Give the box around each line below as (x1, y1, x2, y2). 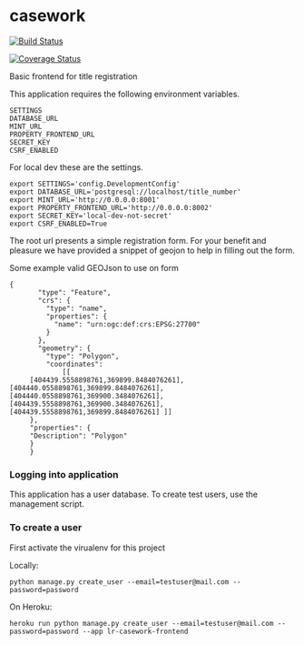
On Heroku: (9, 601, 53, 612)
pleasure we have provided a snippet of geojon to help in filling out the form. (9, 245, 295, 256)
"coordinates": (45, 359, 103, 368)
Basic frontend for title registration (9, 70, 138, 82)
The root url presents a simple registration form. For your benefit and (9, 235, 267, 246)
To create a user (9, 521, 83, 534)
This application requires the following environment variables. (9, 88, 240, 99)
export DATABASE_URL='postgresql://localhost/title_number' (9, 187, 242, 197)
